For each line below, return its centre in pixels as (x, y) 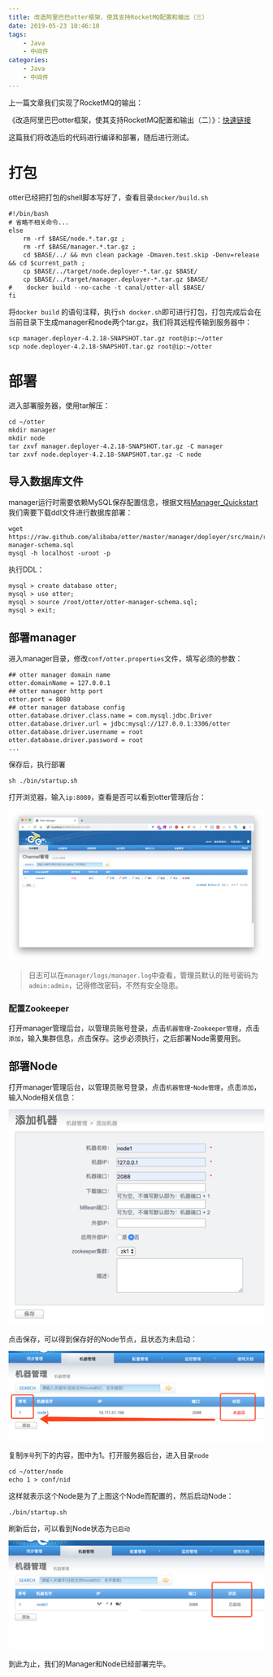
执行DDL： (26, 569)
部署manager (42, 637)
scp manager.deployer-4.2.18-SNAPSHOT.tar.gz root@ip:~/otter (116, 338)
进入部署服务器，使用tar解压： (59, 405)
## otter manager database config (67, 708)
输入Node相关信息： (43, 1098)
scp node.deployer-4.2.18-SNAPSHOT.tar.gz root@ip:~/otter (110, 346)
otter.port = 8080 (39, 700)
